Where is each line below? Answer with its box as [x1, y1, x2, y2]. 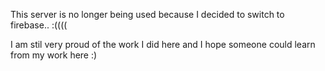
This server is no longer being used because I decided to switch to [10, 9, 285, 20]
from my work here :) [10, 49, 98, 61]
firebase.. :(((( [10, 19, 68, 31]
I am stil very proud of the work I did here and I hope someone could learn [10, 39, 316, 50]
